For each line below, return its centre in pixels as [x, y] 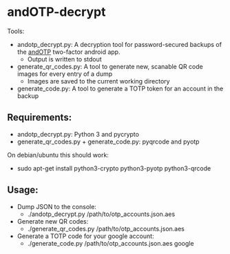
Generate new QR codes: [53, 221]
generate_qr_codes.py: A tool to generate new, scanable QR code [110, 66]
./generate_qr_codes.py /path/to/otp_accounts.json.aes [106, 228]
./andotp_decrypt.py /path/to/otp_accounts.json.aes [101, 214]
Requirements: [40, 118]
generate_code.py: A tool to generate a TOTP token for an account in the [120, 88]
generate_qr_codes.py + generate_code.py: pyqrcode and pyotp [108, 141]
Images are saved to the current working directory [98, 81]
